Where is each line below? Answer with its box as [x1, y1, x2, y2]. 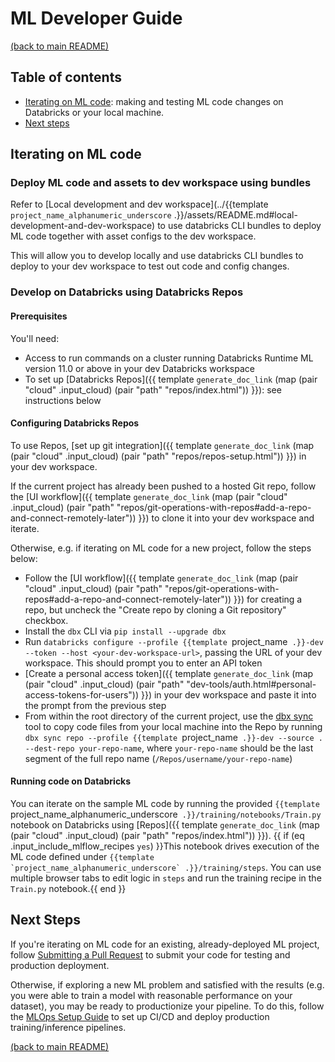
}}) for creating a [233, 593, 303, 605]
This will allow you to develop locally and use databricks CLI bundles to [10, 250, 304, 262]
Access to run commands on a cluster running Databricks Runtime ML [24, 352, 314, 364]
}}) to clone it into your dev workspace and [138, 512, 315, 524]
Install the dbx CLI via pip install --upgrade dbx [24, 625, 227, 637]
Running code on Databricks [10, 775, 132, 787]
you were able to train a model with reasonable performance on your [10, 989, 293, 1001]
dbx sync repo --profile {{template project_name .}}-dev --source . [24, 731, 323, 743]
